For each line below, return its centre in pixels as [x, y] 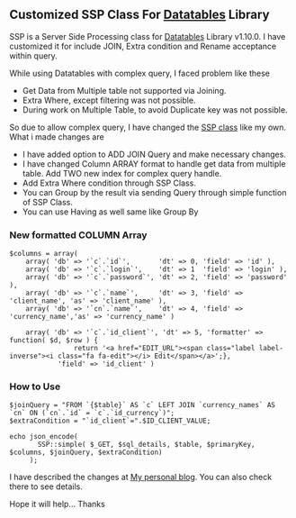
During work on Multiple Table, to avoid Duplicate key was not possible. [155, 109]
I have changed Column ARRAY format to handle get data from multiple [154, 164]
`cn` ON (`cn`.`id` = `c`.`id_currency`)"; [92, 413]
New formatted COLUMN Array [78, 235]
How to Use [35, 386]
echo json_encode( [44, 437]
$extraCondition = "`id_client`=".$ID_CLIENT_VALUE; [110, 421]
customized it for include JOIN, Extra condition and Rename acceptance [143, 46]
